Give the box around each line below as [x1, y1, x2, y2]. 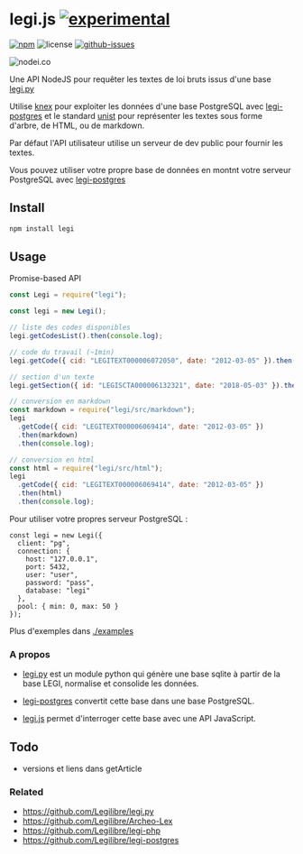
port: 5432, [25, 562, 70, 572]
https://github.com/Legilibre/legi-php [22, 825, 161, 836]
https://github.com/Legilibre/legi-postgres [22, 835, 179, 846]
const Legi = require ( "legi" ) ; [9, 290, 127, 299]
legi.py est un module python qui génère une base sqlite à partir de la [22, 668, 281, 680]
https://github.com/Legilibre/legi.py [22, 806, 155, 817]
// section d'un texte [9, 372, 95, 381]
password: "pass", [25, 578, 95, 587]
